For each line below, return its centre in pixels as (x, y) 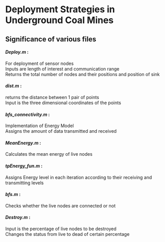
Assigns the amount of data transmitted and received (61, 131)
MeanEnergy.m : (23, 143)
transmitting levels (25, 183)
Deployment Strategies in (60, 9)
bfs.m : (13, 195)
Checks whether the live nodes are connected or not (61, 206)
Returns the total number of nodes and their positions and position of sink (82, 74)
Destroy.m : (18, 217)
